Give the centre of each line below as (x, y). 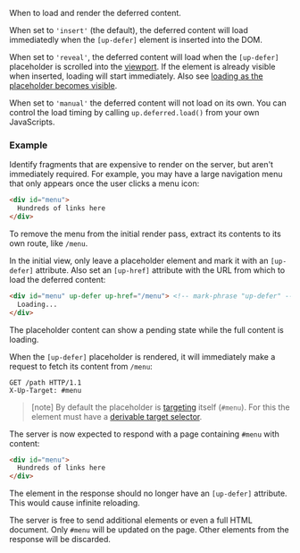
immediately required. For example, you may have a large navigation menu (146, 174)
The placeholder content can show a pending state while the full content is (146, 329)
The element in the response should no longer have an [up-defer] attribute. (148, 493)
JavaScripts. (32, 122)
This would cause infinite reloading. (75, 503)
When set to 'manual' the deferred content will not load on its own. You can (148, 103)
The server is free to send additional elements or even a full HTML (131, 520)
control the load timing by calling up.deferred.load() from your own (134, 112)
